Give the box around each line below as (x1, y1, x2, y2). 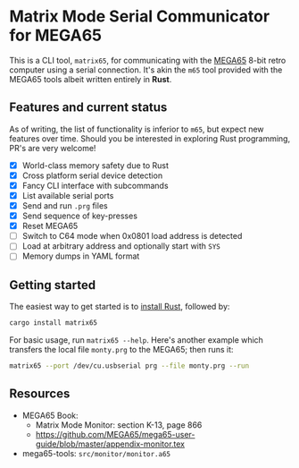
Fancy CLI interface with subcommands (21, 180, 169, 191)
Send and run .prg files (21, 200, 109, 211)
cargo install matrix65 (9, 319, 98, 328)
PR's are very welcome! (9, 142, 96, 153)
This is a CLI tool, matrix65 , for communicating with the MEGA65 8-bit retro (9, 55, 287, 65)
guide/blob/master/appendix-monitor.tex (35, 438, 186, 449)
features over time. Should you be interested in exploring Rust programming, (9, 132, 291, 144)
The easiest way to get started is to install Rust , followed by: (9, 302, 230, 312)
